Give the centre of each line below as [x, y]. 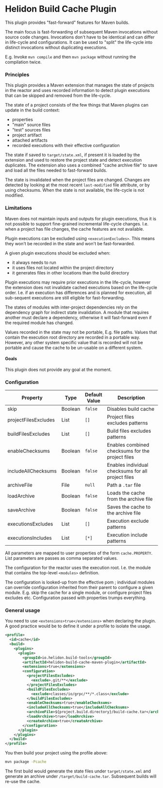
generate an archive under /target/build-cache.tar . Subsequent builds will [81, 776]
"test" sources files [31, 130]
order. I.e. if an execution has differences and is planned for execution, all [78, 293]
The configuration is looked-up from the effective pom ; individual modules [80, 582]
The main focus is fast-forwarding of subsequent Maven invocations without [81, 32]
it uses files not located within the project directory [63, 267]
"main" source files [31, 125]
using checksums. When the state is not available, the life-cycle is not [75, 190]
